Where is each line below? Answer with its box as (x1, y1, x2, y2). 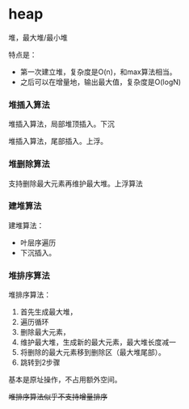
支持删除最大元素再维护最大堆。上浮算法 (8, 179, 143, 188)
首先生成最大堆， (19, 307, 78, 317)
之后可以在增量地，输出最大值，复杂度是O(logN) (19, 77, 182, 86)
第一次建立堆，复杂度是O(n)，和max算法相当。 (19, 66, 177, 77)
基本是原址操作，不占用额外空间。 (8, 375, 122, 385)
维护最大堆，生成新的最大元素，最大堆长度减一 (19, 337, 176, 348)
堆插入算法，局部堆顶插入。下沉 (8, 119, 115, 129)
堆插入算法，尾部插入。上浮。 (8, 137, 107, 146)
